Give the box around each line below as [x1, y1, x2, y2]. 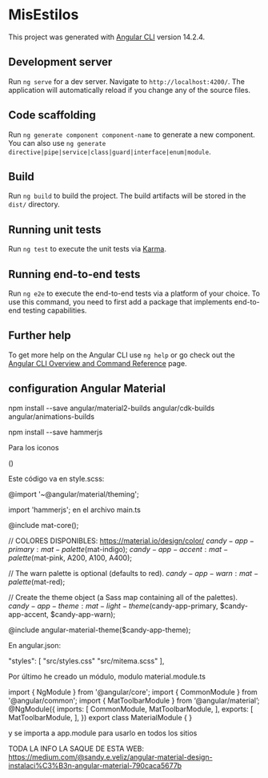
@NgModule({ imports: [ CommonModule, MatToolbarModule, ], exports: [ [8, 703, 254, 714]
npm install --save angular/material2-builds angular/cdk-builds [8, 403, 215, 413]
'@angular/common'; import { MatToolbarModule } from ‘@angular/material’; [8, 695, 260, 705]
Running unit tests [8, 223, 102, 236]
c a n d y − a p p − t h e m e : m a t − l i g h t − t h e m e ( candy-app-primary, [8, 601, 218, 611]
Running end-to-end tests [8, 267, 141, 281]
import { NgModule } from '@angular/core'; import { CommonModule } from [8, 687, 258, 696]
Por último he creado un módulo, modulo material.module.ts [8, 671, 206, 681]
